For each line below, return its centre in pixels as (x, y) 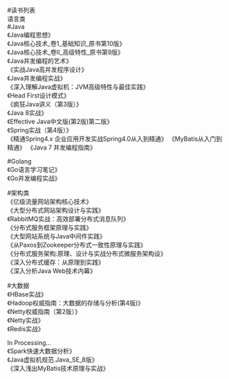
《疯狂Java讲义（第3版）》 (45, 104)
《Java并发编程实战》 (37, 78)
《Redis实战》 (26, 329)
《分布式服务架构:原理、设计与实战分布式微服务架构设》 (87, 254)
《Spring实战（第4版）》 (40, 130)
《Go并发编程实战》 (34, 178)
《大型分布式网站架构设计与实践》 (56, 210)
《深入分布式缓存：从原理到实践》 (56, 262)
